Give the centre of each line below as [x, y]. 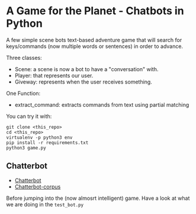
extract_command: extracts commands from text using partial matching [102, 104]
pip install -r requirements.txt [47, 143]
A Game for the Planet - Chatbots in [95, 11]
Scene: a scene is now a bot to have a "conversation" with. [86, 69]
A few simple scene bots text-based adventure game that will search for [94, 40]
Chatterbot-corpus [38, 186]
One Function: [23, 93]
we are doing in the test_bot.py [45, 204]
